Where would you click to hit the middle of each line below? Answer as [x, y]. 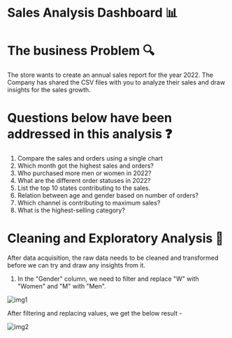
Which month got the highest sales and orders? [86, 166]
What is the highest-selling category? [71, 210]
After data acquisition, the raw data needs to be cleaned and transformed [113, 258]
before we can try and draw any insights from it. [76, 265]
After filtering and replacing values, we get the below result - [95, 313]
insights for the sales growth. [49, 90]
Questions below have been [90, 118]
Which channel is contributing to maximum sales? [89, 203]
